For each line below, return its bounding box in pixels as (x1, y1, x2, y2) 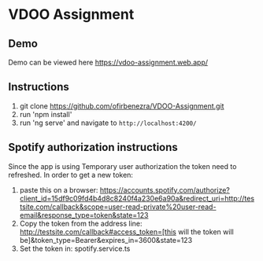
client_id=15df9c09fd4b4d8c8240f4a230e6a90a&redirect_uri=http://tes (19, 193, 254, 203)
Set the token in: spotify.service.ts (19, 244, 131, 253)
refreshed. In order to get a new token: (8, 170, 134, 179)
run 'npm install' (19, 109, 72, 119)
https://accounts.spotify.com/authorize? (99, 185, 231, 194)
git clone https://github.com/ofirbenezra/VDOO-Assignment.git (19, 101, 224, 111)
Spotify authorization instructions (8, 141, 179, 154)
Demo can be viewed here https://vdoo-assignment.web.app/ (8, 57, 209, 67)
